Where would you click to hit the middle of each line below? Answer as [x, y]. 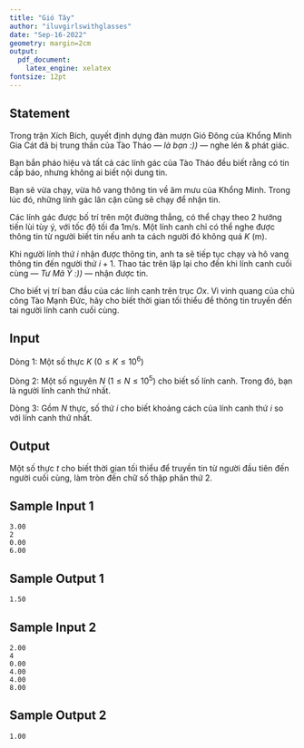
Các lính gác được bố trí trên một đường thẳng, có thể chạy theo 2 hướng [146, 217]
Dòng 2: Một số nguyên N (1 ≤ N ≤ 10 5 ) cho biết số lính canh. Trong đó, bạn [151, 380]
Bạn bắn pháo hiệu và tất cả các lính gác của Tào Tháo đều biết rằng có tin [150, 162]
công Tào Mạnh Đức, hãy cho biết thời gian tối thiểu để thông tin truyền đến [151, 300]
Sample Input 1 [52, 505]
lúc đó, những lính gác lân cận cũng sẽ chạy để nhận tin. [115, 199]
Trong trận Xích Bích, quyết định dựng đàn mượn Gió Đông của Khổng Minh [151, 135]
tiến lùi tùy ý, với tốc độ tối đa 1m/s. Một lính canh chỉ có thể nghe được [142, 227]
